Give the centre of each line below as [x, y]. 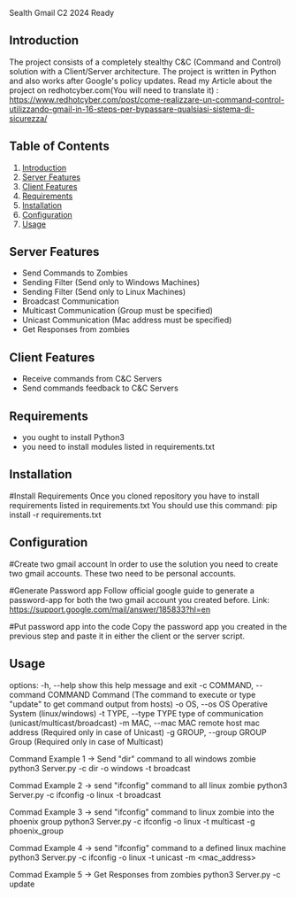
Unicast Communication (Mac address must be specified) [127, 320]
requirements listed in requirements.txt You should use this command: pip [143, 505]
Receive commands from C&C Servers [92, 379]
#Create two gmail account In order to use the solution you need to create [144, 564]
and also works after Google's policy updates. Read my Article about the [140, 81]
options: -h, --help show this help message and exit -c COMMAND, [132, 685]
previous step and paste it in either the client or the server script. [127, 636]
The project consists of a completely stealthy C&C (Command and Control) [145, 62]
